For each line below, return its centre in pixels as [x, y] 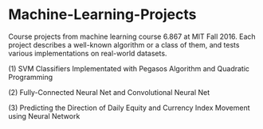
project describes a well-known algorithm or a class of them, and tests [124, 44]
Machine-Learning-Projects [102, 15]
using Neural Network [44, 116]
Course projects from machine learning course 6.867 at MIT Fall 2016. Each [132, 36]
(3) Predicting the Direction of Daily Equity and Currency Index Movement [129, 108]
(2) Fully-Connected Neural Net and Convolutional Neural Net [109, 92]
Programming [31, 77]
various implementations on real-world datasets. [88, 53]
